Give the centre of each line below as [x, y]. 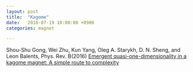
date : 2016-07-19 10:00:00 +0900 [50, 22]
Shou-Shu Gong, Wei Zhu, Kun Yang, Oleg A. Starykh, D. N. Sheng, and [93, 50]
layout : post [22, 12]
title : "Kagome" [28, 17]
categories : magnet [30, 28]
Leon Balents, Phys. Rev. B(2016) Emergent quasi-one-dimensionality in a [96, 56]
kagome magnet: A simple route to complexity [63, 63]
